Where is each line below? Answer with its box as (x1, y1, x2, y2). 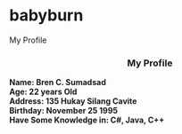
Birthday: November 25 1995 (9, 106, 119, 116)
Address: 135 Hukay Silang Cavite (9, 96, 137, 106)
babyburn (9, 5, 84, 26)
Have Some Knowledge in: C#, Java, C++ (9, 114, 165, 125)
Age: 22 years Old (9, 86, 78, 98)
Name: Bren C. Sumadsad (9, 77, 107, 88)
